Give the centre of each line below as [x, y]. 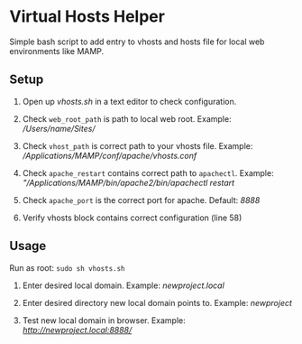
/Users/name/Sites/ [59, 128]
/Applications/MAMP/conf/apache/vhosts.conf [110, 155]
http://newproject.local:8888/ [77, 330]
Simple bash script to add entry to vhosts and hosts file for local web [137, 42]
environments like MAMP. [57, 51]
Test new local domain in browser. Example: [104, 320]
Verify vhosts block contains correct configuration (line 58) [132, 218]
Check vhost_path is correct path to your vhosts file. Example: [137, 145]
